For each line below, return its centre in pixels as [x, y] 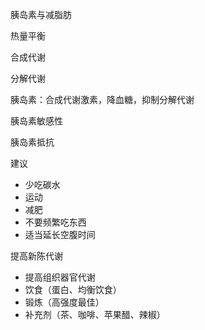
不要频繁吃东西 [55, 222]
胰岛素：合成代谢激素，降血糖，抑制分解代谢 [102, 99]
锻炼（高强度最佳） [64, 302]
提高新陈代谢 [36, 256]
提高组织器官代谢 [60, 277]
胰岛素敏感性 [36, 121]
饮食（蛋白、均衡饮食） [73, 289]
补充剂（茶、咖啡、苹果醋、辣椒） [95, 314]
